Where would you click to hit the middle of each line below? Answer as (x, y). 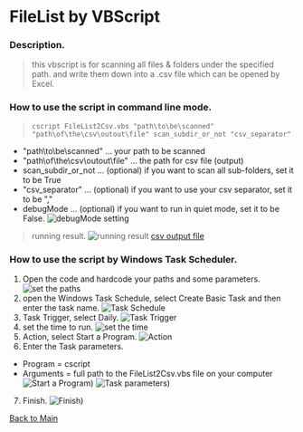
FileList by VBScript (85, 17)
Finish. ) (53, 401)
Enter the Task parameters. (73, 347)
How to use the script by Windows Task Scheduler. (123, 259)
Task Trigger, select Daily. (71, 318)
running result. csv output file (118, 235)
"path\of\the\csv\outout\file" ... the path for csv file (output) (133, 160)
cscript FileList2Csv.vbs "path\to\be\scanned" (123, 126)
